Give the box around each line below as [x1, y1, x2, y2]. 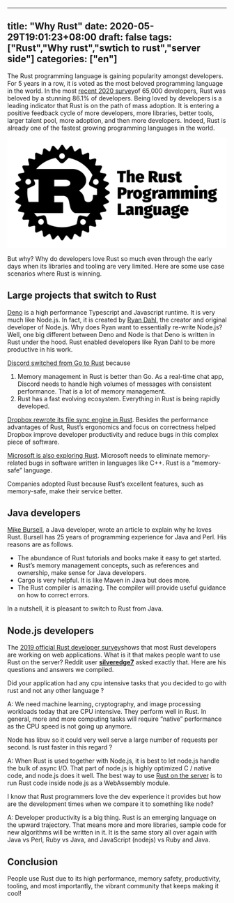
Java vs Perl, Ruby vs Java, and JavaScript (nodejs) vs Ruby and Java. [7, 835, 210, 844]
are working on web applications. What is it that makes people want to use [7, 650, 221, 659]
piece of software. [7, 438, 60, 446]
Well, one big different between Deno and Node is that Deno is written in [7, 330, 215, 338]
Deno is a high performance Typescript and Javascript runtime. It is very [7, 308, 216, 316]
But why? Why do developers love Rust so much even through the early [7, 254, 212, 262]
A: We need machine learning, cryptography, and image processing [7, 700, 201, 708]
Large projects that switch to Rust [7, 290, 157, 301]
